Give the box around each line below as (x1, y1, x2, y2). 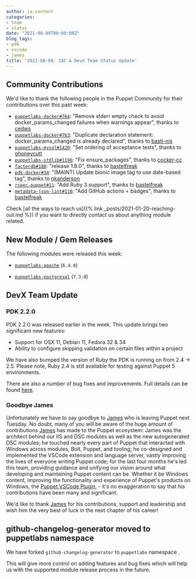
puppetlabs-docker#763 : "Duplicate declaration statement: (14, 132, 154, 139)
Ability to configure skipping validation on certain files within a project (14, 345, 183, 352)
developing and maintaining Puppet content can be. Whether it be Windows (6, 470, 188, 477)
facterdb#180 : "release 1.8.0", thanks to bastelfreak (14, 163, 137, 170)
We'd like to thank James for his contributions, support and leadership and (6, 500, 186, 508)
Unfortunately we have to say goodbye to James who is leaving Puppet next (6, 415, 190, 422)
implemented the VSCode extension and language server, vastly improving (6, 452, 186, 459)
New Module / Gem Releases (6, 234, 113, 244)
